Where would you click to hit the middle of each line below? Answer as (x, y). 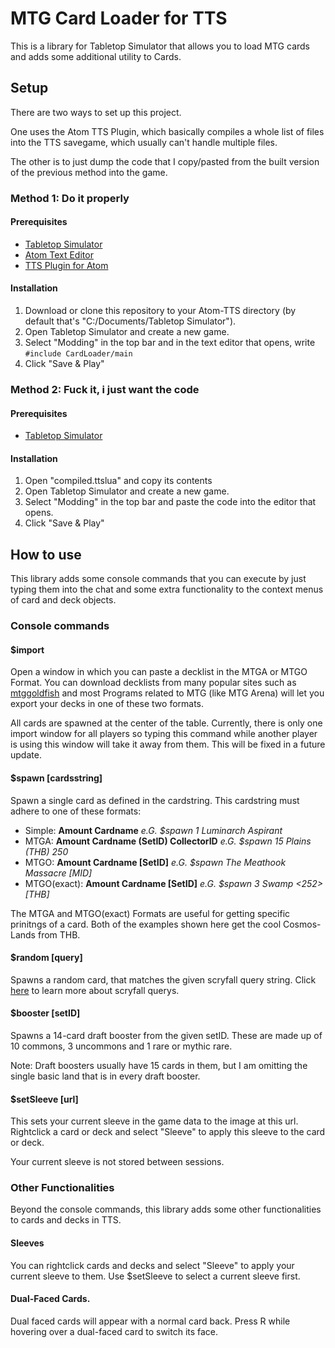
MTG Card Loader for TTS (119, 18)
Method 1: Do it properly (70, 198)
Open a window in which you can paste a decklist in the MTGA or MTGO (159, 672)
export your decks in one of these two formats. (107, 704)
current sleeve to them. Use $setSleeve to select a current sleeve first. (155, 1276)
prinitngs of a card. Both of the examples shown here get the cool (146, 924)
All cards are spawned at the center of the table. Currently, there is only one (166, 723)
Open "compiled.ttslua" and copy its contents (118, 481)
